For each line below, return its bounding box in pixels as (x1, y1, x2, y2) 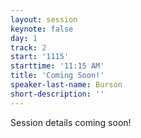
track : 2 (10, 42, 47, 53)
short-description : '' (10, 89, 105, 99)
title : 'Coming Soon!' (10, 71, 105, 81)
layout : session (10, 14, 78, 25)
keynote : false (10, 24, 74, 34)
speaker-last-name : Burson (10, 80, 123, 90)
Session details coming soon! (10, 116, 132, 128)
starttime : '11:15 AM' (10, 61, 105, 71)
